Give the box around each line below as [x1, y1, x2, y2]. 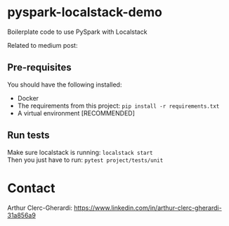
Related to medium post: [7, 41, 78, 49]
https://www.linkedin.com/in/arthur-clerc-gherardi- [73, 203, 223, 212]
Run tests [7, 130, 50, 142]
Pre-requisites [7, 61, 72, 74]
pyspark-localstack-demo [7, 4, 163, 20]
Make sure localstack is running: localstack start [7, 148, 153, 156]
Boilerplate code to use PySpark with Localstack [7, 27, 148, 36]
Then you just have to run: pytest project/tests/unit [7, 156, 164, 164]
